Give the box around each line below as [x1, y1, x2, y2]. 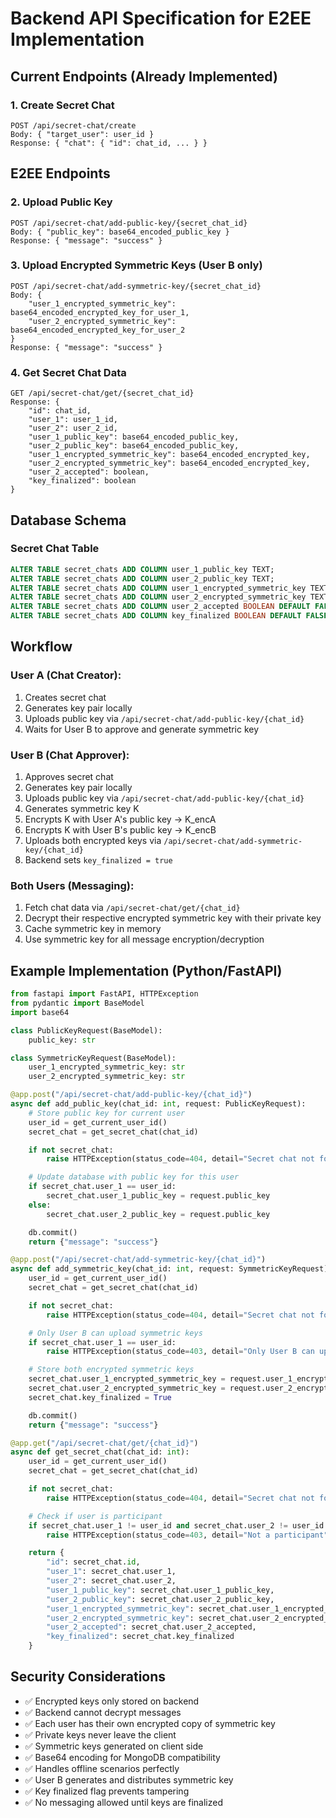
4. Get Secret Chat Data [10, 365, 127, 379]
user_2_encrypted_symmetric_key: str [28, 1072, 186, 1082]
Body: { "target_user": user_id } [10, 129, 155, 139]
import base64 [10, 1007, 70, 1017]
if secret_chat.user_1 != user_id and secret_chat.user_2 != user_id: [28, 1520, 329, 1531]
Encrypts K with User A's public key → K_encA [24, 813, 217, 826]
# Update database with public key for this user [28, 1172, 240, 1182]
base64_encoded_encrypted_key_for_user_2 [10, 325, 186, 335]
